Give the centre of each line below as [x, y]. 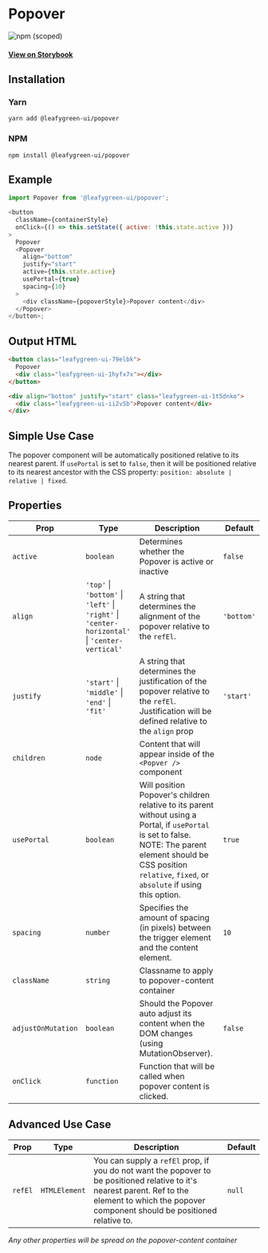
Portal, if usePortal [174, 824]
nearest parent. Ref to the [141, 1190]
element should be [174, 855]
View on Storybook [41, 54]
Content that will [170, 744]
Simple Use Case [51, 436]
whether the [162, 551]
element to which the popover [149, 1200]
